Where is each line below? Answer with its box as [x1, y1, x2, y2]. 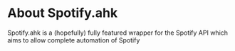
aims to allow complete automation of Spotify [7, 35, 140, 44]
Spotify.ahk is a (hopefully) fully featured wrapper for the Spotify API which [7, 28, 229, 37]
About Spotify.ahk [7, 5, 118, 21]
